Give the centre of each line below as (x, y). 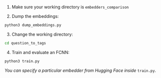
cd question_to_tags (26, 43)
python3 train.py (22, 61)
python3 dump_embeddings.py (33, 25)
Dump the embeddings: (35, 16)
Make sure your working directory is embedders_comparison (70, 7)
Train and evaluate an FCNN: (40, 52)
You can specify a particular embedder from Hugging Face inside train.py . (80, 70)
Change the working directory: (42, 34)
